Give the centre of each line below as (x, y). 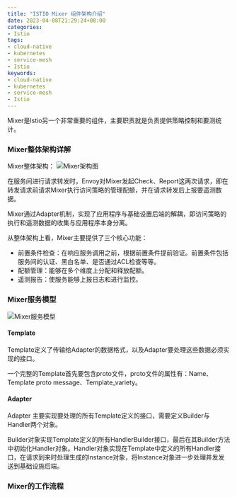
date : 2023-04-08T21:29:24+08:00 (57, 21)
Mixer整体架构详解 (39, 149)
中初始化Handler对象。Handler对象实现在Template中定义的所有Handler (111, 448)
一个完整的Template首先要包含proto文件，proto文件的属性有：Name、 (110, 373)
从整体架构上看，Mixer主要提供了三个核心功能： (77, 238)
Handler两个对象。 (34, 424)
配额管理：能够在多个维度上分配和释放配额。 (83, 270)
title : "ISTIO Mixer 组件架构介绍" (57, 14)
